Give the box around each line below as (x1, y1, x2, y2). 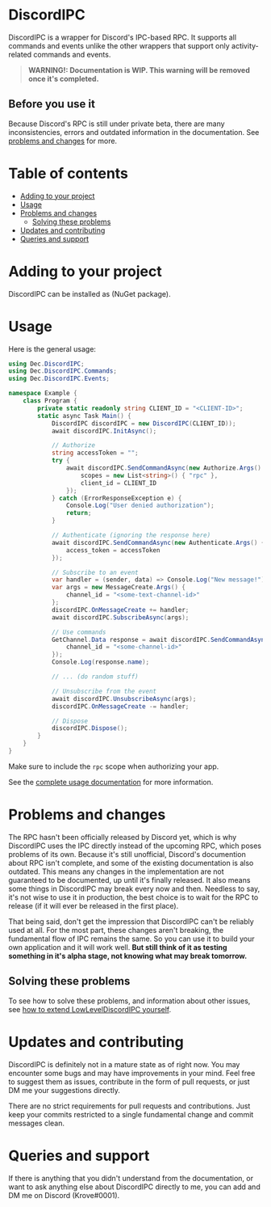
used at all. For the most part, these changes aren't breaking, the (8, 925, 224, 935)
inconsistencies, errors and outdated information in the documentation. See (8, 127, 260, 137)
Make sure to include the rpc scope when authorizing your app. (8, 762, 219, 771)
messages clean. (8, 1118, 65, 1128)
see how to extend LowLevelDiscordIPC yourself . (8, 1004, 172, 1014)
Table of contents (8, 164, 129, 183)
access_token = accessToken (65, 546, 161, 555)
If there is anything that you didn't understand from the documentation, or (8, 1173, 254, 1183)
